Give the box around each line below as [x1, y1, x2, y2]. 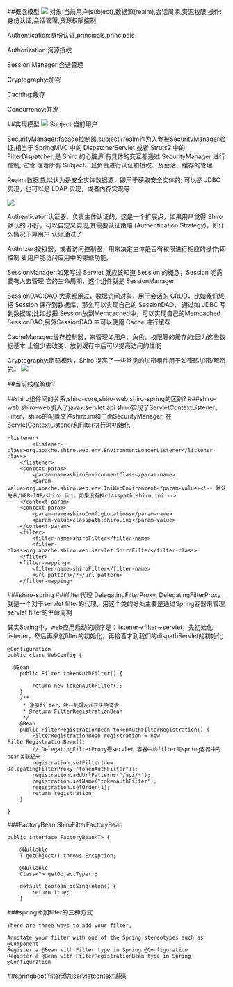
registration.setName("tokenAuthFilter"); [32, 778, 157, 785]
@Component [7, 940, 39, 947]
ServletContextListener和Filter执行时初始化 [7, 421, 131, 429]
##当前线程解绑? [7, 380, 55, 388]
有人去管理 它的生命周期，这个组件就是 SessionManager [13, 277, 175, 285]
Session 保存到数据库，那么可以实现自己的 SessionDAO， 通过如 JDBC [15, 301, 218, 308]
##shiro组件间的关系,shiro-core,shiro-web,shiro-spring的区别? [7, 395, 186, 402]
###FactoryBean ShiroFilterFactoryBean [7, 820, 123, 829]
